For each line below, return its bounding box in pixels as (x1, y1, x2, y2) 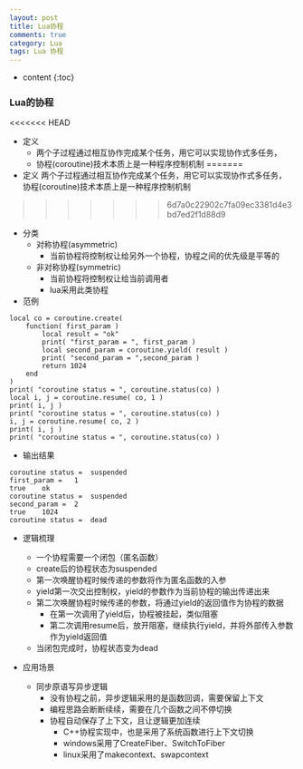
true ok (9, 484, 51, 493)
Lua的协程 (9, 96, 54, 109)
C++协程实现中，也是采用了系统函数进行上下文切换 (62, 726, 254, 737)
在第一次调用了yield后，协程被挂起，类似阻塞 (49, 608, 219, 619)
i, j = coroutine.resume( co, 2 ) (9, 417, 140, 426)
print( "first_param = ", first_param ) (42, 337, 196, 347)
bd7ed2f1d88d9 (166, 209, 226, 220)
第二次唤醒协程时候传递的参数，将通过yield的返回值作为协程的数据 (35, 598, 284, 608)
